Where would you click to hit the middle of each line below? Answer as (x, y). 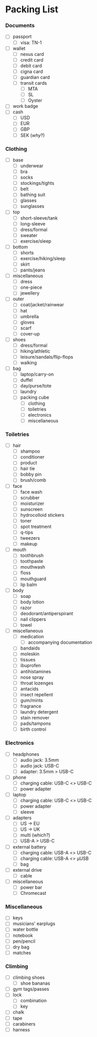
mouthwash (33, 567)
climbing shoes (29, 977)
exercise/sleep (36, 241)
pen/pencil (24, 941)
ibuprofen (31, 666)
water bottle (25, 929)
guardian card (35, 77)
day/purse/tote (36, 386)
